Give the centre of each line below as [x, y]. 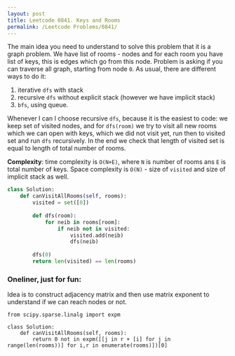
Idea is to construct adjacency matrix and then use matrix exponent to [108, 294]
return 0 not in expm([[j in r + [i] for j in [102, 340]
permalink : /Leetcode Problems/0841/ [62, 27]
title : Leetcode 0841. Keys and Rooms [64, 20]
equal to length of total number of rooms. [67, 149]
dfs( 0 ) [42, 255]
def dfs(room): [55, 215]
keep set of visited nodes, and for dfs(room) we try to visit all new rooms [112, 126]
